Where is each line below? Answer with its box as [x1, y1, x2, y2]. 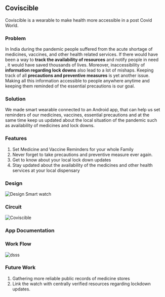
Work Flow [5, 240, 32, 247]
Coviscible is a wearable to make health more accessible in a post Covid [5, 17, 152, 23]
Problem [5, 35, 26, 42]
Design [5, 180, 23, 187]
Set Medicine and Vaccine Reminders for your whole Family [12, 146, 134, 152]
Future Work [5, 264, 36, 271]
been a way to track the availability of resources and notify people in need [5, 57, 159, 63]
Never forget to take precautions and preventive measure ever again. [12, 151, 153, 157]
